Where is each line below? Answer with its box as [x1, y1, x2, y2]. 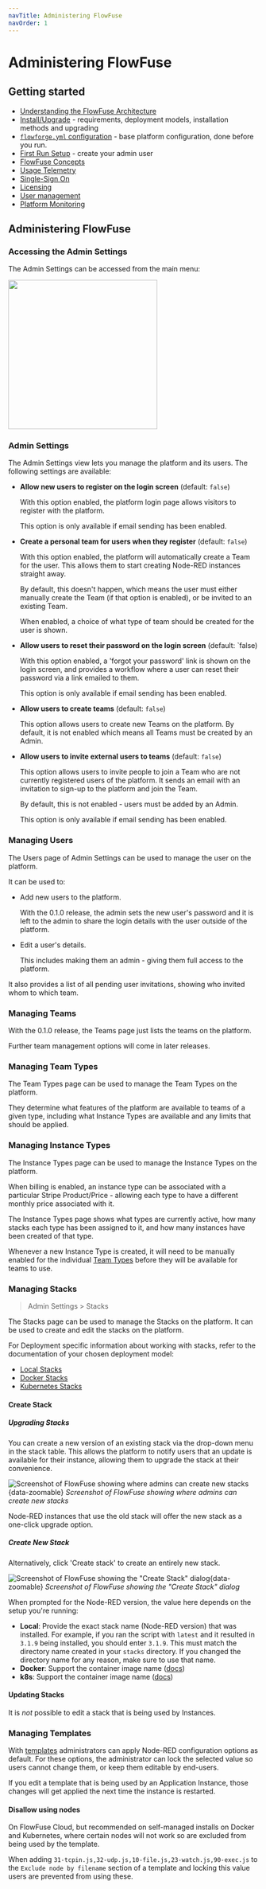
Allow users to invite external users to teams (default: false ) [19, 751, 222, 761]
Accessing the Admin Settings [8, 246, 128, 257]
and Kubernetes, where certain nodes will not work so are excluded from [8, 1831, 247, 1840]
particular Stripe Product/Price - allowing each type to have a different [8, 1190, 238, 1200]
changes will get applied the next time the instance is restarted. [8, 1786, 216, 1796]
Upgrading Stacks [8, 1418, 70, 1427]
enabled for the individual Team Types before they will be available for [8, 1255, 238, 1264]
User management [19, 190, 81, 200]
